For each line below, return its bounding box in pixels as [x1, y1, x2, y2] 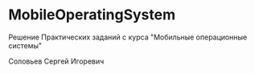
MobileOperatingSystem [8, 6, 175, 24]
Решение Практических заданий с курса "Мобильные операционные [8, 32, 248, 42]
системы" [8, 40, 43, 50]
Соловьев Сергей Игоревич [8, 56, 105, 66]
